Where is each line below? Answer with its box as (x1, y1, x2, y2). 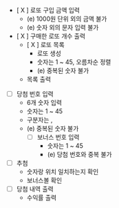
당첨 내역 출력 (16, 185, 54, 193)
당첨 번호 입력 (16, 90, 54, 98)
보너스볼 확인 (26, 176, 63, 185)
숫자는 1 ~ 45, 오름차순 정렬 (36, 58, 111, 66)
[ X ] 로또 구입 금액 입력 (16, 6, 80, 14)
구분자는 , (26, 116, 53, 124)
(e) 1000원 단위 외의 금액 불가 (26, 15, 107, 23)
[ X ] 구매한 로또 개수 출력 (16, 32, 86, 40)
